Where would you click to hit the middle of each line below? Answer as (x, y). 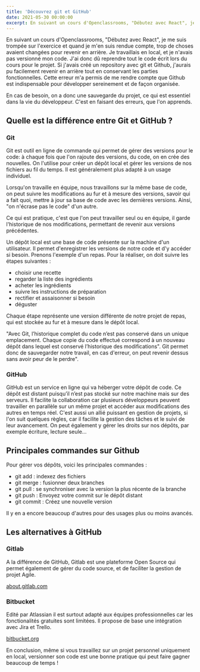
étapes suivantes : (29, 261)
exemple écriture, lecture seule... (46, 432)
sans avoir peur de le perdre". (43, 359)
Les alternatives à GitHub (54, 532)
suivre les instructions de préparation (60, 292)
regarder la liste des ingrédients (54, 279)
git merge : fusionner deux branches (60, 483)
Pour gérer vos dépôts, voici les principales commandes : (76, 465)
